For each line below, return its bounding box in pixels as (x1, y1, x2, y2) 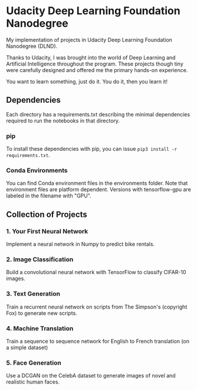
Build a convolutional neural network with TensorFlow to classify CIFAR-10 (6, 269, 186, 276)
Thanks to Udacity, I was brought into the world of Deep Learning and (6, 54, 176, 61)
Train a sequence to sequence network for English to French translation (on (6, 337, 190, 344)
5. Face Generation (6, 359, 62, 367)
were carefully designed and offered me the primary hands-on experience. (6, 66, 188, 73)
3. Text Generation (6, 290, 61, 298)
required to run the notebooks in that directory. (6, 117, 120, 124)
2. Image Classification (6, 255, 74, 264)
